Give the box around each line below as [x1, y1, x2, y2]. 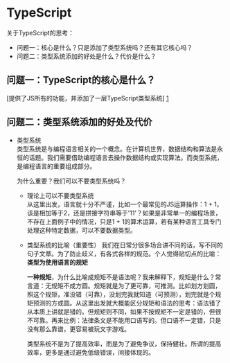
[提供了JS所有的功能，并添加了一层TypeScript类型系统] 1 [6, 94, 169, 102]
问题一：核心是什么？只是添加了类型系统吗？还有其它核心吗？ [16, 43, 193, 51]
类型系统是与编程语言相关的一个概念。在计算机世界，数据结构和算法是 [16, 144, 218, 153]
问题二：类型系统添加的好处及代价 [6, 116, 152, 128]
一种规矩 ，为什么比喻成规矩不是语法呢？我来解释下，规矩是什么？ [26, 272, 215, 281]
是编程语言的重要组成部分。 [16, 161, 96, 170]
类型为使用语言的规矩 [26, 258, 88, 266]
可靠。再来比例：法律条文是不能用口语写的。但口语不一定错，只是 [33, 316, 222, 324]
